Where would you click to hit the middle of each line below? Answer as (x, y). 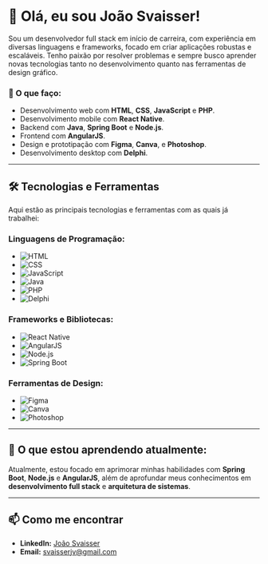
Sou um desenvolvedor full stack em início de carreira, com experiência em (132, 38)
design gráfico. (33, 72)
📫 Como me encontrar (66, 520)
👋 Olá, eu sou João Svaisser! (104, 16)
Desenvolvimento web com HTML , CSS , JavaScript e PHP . (117, 110)
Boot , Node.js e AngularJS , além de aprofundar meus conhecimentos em (130, 478)
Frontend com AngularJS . (63, 136)
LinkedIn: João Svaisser (60, 543)
